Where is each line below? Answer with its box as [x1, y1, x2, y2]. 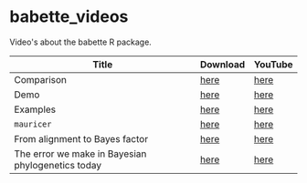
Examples [14, 103, 57, 116]
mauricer [14, 118, 52, 129]
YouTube [254, 57, 293, 70]
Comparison [14, 73, 67, 86]
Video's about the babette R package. [9, 36, 153, 47]
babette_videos [9, 6, 129, 27]
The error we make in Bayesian [14, 147, 147, 160]
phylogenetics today [14, 158, 102, 171]
